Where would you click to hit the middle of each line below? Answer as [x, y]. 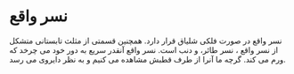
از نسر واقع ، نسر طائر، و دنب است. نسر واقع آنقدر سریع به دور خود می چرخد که [144, 49]
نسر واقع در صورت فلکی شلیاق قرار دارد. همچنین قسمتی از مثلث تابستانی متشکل [146, 41]
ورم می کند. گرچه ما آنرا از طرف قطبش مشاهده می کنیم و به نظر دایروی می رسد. [148, 59]
